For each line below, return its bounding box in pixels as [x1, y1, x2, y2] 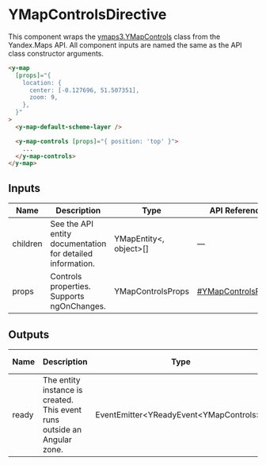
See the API [50, 218, 93, 229]
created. [42, 394, 74, 405]
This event [42, 404, 82, 415]
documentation [50, 238, 107, 249]
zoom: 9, [28, 94, 59, 102]
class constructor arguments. [8, 48, 104, 58]
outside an [42, 424, 82, 435]
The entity [42, 375, 81, 386]
